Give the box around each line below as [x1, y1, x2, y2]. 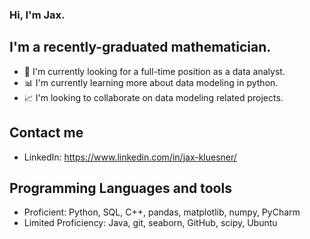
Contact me [9, 124, 84, 142]
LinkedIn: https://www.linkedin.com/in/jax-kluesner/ [23, 151, 237, 163]
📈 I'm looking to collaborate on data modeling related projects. [23, 91, 284, 103]
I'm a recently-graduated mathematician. [9, 39, 272, 56]
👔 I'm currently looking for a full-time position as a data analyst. [23, 65, 286, 77]
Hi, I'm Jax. [9, 8, 66, 22]
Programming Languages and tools [9, 179, 232, 197]
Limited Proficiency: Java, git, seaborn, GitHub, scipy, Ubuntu [23, 217, 278, 229]
